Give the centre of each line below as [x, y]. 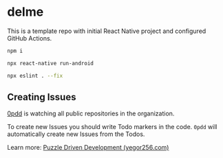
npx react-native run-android [51, 63]
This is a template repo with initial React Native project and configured [107, 31]
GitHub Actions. [30, 38]
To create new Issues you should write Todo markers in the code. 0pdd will [112, 127]
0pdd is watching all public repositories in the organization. [91, 113]
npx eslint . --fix [35, 76]
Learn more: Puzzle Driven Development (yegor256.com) [88, 148]
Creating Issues [42, 97]
